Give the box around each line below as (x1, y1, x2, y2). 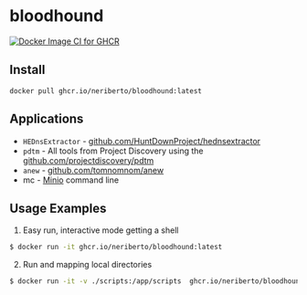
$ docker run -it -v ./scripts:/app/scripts (9, 277, 182, 286)
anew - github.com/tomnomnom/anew (22, 164, 164, 175)
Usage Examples (9, 200, 107, 216)
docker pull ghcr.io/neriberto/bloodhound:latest (9, 86, 203, 96)
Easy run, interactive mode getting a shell (22, 225, 179, 236)
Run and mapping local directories (22, 259, 153, 270)
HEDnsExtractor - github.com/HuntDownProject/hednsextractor (22, 135, 261, 146)
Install (9, 62, 46, 78)
